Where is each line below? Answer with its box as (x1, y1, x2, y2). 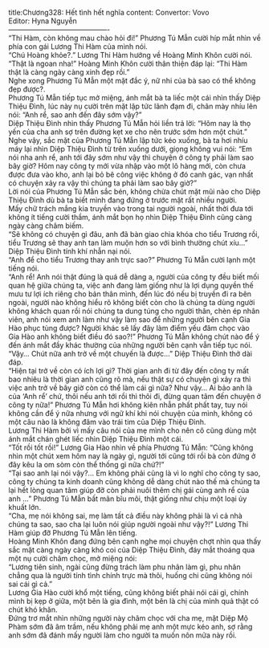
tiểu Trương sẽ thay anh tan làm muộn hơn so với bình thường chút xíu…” (8, 238, 249, 247)
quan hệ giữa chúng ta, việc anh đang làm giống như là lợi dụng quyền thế (8, 281, 255, 290)
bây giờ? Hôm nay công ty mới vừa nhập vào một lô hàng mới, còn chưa (8, 161, 247, 170)
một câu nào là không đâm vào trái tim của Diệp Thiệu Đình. (8, 418, 206, 426)
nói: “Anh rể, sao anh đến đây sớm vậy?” (8, 110, 142, 120)
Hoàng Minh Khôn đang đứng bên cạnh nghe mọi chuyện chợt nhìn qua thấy (8, 536, 262, 546)
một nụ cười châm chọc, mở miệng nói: (8, 554, 137, 563)
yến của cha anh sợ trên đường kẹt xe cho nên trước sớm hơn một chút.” (8, 127, 247, 137)
